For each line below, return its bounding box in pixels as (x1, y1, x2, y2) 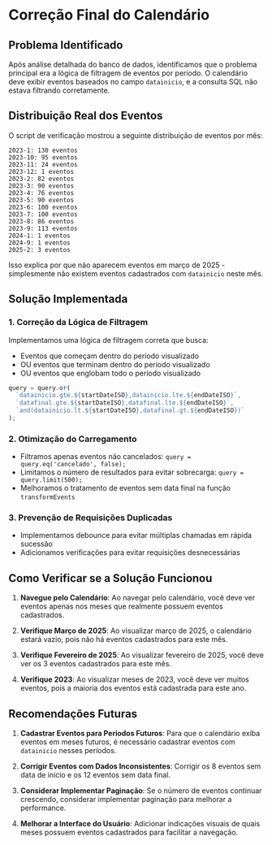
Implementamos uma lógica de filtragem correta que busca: (8, 335, 209, 344)
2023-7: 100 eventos (8, 210, 79, 219)
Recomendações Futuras (8, 707, 138, 721)
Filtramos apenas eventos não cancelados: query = (19, 452, 192, 461)
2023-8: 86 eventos (8, 217, 75, 225)
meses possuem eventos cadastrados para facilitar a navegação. (19, 827, 239, 838)
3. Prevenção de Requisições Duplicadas (8, 512, 173, 523)
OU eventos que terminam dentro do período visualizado (19, 359, 210, 369)
